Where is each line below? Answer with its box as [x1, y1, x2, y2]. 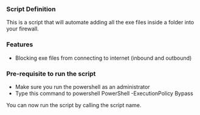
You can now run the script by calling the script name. [6, 101, 142, 108]
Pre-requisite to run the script [6, 69, 96, 78]
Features [6, 40, 33, 49]
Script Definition [6, 5, 56, 13]
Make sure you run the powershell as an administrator [15, 83, 150, 90]
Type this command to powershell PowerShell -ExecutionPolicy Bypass [15, 89, 193, 97]
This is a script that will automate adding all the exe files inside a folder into [6, 19, 195, 26]
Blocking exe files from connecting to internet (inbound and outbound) [15, 54, 192, 61]
